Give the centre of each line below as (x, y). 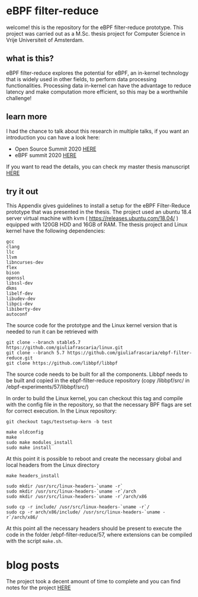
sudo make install (29, 448)
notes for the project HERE (39, 588)
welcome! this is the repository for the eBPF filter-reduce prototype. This (95, 27)
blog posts (33, 565)
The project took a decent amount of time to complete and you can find (93, 582)
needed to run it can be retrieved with (52, 332)
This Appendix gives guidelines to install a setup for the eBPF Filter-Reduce (98, 206)
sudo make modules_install (39, 443)
